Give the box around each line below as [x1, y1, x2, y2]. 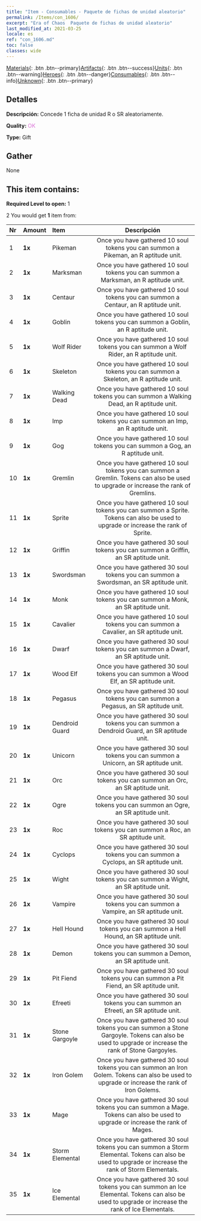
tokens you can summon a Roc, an [95, 826, 191, 834]
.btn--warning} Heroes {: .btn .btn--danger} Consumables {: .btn [6, 70, 160, 78]
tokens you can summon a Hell [99, 925, 186, 933]
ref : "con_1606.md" [6, 37, 55, 43]
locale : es [6, 31, 33, 37]
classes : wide [6, 48, 42, 54]
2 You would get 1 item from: [6, 212, 77, 219]
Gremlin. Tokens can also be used [95, 474, 190, 482]
